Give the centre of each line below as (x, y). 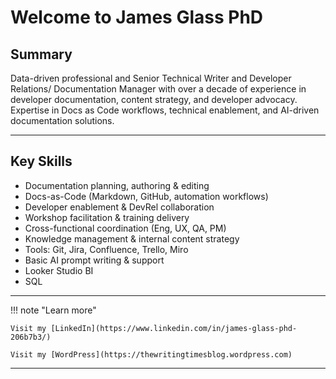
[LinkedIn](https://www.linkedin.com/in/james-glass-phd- (174, 328)
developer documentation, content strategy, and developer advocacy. (154, 99)
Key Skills (41, 161)
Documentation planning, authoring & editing (117, 185)
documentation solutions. (62, 120)
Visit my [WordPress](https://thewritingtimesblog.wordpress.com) (151, 354)
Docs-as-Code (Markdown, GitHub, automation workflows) (146, 196)
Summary (41, 54)
